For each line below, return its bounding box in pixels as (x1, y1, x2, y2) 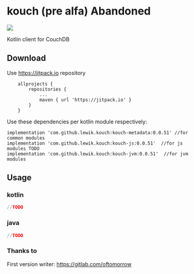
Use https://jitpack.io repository (7, 69, 86, 76)
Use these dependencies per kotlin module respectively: (7, 118, 147, 125)
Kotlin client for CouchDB (7, 35, 70, 43)
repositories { (28, 86, 67, 92)
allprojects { (18, 80, 53, 87)
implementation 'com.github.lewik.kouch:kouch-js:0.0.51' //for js (7, 140, 183, 146)
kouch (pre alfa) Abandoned (7, 4, 151, 18)
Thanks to (7, 247, 37, 255)
